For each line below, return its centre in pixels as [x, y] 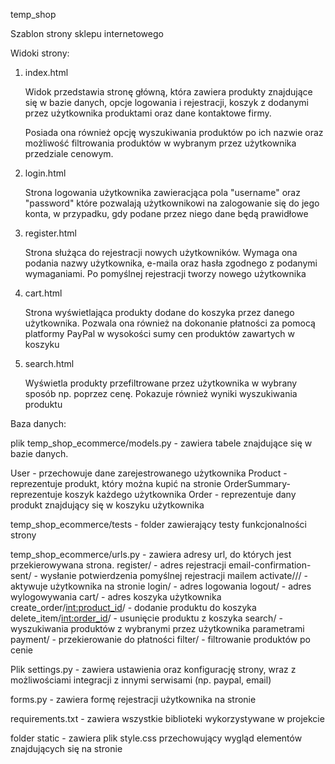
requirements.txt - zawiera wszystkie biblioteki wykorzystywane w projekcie [167, 718]
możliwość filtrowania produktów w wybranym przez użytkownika [160, 143]
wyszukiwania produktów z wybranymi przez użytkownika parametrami [157, 628]
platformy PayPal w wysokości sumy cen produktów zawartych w [159, 333]
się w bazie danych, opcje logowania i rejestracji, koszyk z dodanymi [166, 102]
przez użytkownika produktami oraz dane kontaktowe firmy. [148, 113]
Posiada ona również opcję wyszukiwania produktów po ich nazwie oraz [174, 132]
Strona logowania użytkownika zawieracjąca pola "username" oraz [162, 192]
